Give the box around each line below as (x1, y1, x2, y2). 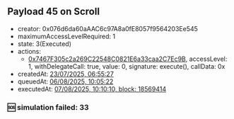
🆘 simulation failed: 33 (7, 102, 90, 112)
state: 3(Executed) (17, 39, 72, 48)
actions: (17, 47, 41, 55)
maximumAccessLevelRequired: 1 (17, 32, 115, 40)
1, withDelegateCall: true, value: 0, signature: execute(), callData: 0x (28, 62, 226, 70)
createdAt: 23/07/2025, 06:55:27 (17, 69, 115, 78)
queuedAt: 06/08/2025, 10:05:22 (17, 77, 114, 86)
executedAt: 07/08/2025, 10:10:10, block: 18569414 (17, 84, 167, 93)
